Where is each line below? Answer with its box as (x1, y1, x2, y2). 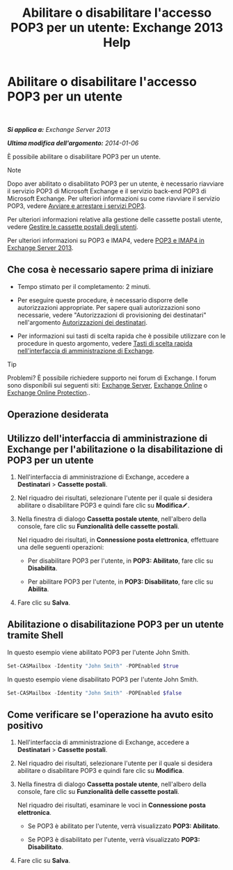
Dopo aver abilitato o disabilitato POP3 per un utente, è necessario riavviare (7, 179, 224, 188)
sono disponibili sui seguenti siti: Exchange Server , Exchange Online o (7, 381, 208, 389)
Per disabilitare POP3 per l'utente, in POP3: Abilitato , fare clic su (27, 556, 214, 565)
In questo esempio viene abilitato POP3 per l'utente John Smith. (7, 648, 190, 656)
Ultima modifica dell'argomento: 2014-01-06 (7, 138, 139, 147)
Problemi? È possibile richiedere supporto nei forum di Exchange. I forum (7, 374, 217, 382)
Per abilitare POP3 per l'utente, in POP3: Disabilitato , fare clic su (27, 577, 214, 586)
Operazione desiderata (7, 408, 109, 420)
